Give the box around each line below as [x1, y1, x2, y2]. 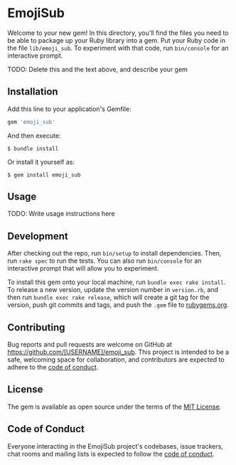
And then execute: [7, 131, 61, 140]
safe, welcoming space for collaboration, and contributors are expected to [7, 355, 225, 364]
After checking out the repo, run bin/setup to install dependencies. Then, [7, 249, 222, 258]
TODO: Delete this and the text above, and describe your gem [7, 65, 188, 73]
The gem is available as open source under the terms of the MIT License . [7, 402, 222, 411]
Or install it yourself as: [7, 157, 75, 166]
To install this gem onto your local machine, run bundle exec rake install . [7, 278, 226, 286]
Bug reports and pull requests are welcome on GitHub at [7, 340, 173, 349]
